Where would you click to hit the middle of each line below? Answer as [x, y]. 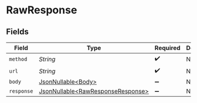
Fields [18, 32]
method [18, 59]
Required [167, 48]
